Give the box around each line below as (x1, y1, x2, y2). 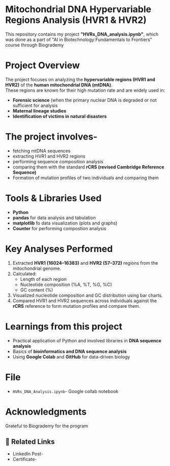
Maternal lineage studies (12, 107, 66, 114)
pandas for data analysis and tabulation (12, 214, 96, 221)
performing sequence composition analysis (12, 158, 104, 164)
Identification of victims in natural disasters (12, 113, 107, 119)
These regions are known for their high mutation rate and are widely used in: (5, 87, 165, 93)
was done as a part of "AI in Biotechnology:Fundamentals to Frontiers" (5, 37, 152, 43)
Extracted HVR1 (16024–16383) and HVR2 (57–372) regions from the (12, 260, 158, 266)
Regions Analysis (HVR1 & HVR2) (5, 14, 147, 26)
